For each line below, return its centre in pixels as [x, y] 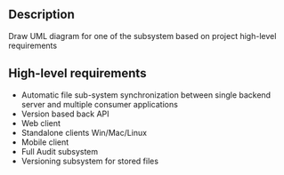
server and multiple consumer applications [100, 104]
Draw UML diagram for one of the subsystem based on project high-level [142, 36]
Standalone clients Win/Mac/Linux [84, 132]
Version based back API [65, 114]
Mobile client [45, 142]
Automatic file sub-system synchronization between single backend [146, 95]
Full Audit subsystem [60, 151]
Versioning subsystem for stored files [90, 161]
